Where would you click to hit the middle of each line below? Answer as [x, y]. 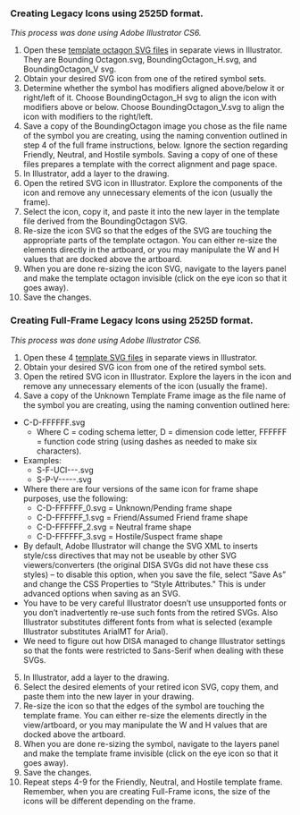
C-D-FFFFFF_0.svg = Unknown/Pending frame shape [134, 507]
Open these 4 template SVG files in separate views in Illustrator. [140, 357]
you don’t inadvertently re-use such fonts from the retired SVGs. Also [150, 612]
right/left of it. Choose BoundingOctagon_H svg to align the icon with [150, 98]
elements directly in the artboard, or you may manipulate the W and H [151, 250]
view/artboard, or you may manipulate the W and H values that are [145, 725]
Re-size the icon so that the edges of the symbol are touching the [144, 706]
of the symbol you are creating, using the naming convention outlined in [155, 136]
